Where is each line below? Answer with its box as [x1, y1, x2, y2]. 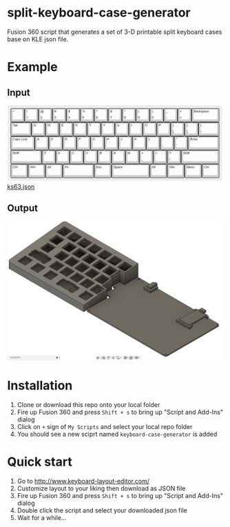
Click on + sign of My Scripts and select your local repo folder [17, 422, 193, 430]
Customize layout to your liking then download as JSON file [17, 484, 186, 493]
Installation [7, 378, 73, 393]
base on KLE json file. [7, 34, 69, 43]
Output [7, 202, 38, 215]
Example [7, 59, 58, 75]
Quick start [7, 454, 72, 470]
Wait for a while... [17, 513, 67, 521]
